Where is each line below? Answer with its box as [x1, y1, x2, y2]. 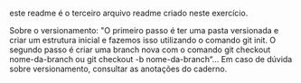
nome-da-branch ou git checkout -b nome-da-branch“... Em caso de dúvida [9, 54, 293, 64]
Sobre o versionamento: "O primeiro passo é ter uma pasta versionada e [9, 25, 279, 35]
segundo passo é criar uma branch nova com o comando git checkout [9, 44, 271, 55]
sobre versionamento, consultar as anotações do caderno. [9, 63, 228, 74]
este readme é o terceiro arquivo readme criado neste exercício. [9, 8, 249, 18]
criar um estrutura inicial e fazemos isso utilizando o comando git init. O [9, 35, 277, 45]
